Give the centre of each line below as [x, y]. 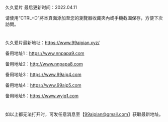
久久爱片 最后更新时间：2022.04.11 [41, 7]
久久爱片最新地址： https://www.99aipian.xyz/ [52, 43]
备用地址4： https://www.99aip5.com [43, 85]
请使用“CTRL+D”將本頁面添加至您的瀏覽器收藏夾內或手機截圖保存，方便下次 [84, 18]
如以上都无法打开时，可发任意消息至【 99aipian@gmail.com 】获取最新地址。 [84, 114]
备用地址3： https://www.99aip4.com [43, 74]
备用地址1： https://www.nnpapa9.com [45, 53]
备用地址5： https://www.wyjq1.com [42, 96]
